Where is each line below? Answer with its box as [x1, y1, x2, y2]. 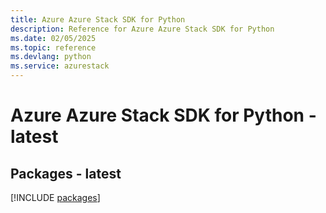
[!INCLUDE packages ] [10, 192, 101, 203]
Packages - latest [10, 165, 122, 182]
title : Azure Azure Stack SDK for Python [10, 14, 186, 25]
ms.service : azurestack [10, 61, 110, 71]
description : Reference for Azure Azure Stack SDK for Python [10, 24, 275, 34]
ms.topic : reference [10, 42, 97, 53]
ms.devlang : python [10, 52, 92, 62]
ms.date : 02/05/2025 [10, 33, 97, 43]
